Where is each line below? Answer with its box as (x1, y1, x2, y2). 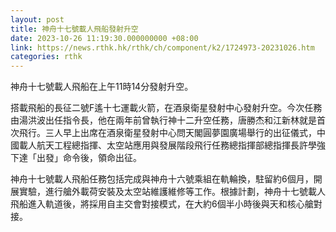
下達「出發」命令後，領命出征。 (10, 152, 142, 164)
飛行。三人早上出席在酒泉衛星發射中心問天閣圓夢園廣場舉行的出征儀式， (18, 127, 317, 139)
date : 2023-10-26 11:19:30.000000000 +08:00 (10, 33, 199, 43)
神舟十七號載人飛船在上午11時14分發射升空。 (10, 81, 194, 93)
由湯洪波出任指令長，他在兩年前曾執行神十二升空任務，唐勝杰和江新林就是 (10, 114, 317, 126)
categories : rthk (10, 52, 83, 62)
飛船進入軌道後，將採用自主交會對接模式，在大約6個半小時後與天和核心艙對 (10, 198, 323, 210)
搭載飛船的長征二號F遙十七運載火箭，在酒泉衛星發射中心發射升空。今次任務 (10, 102, 323, 114)
